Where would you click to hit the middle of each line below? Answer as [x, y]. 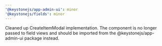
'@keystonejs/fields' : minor [35, 14]
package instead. [42, 38]
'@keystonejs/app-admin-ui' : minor [42, 9]
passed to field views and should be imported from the [61, 33]
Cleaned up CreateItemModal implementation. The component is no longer [81, 28]
